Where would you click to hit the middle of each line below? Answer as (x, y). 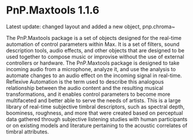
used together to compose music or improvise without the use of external (95, 56)
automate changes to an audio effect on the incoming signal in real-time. (94, 75)
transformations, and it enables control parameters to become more (88, 94)
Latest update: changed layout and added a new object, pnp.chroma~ (91, 26)
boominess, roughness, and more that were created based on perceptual (95, 113)
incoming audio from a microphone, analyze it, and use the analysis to (91, 69)
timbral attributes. (27, 131)
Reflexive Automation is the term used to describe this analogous (85, 81)
